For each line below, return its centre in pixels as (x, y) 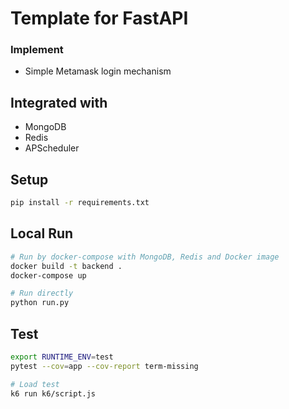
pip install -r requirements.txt (80, 203)
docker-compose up (48, 275)
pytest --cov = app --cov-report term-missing (104, 366)
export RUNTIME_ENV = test (62, 357)
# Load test (35, 384)
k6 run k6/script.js (53, 393)
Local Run (42, 233)
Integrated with (59, 102)
